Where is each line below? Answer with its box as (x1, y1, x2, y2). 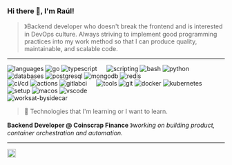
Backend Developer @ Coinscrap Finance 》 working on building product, (7, 121, 215, 130)
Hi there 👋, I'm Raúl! (7, 6, 75, 16)
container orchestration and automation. (7, 129, 123, 137)
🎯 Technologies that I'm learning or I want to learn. (23, 107, 168, 116)
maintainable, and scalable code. (23, 45, 119, 53)
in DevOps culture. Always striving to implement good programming (23, 30, 217, 39)
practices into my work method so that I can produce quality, (23, 37, 197, 46)
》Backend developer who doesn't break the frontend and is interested (23, 22, 223, 30)
